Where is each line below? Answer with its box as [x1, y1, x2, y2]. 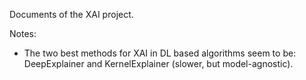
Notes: [9, 28, 37, 39]
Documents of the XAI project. [9, 9, 134, 20]
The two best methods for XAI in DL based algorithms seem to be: [23, 47, 297, 59]
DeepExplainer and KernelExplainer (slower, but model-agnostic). [23, 58, 294, 69]
